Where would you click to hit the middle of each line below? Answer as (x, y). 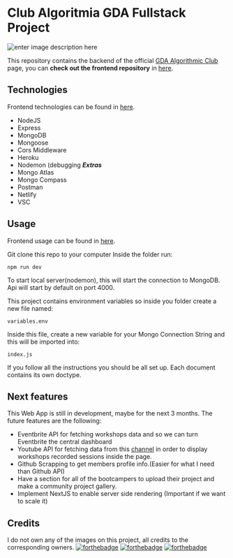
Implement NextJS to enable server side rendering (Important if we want (121, 494)
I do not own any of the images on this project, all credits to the (98, 540)
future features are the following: (54, 421)
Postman (30, 187)
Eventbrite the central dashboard (65, 442)
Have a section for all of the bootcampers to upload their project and (116, 479)
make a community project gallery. (67, 486)
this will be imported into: (44, 342)
